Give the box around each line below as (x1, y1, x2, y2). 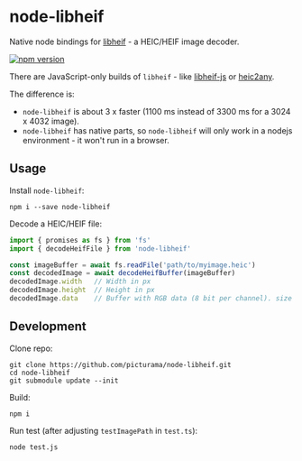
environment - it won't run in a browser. (22, 134, 169, 145)
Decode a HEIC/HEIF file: (9, 218, 102, 229)
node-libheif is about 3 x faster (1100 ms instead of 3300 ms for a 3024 (22, 106, 291, 116)
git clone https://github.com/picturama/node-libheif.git (9, 360, 232, 369)
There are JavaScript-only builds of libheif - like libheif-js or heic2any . (9, 70, 275, 82)
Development (9, 318, 87, 335)
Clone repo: (9, 343, 53, 354)
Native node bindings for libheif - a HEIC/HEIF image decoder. (9, 36, 240, 47)
